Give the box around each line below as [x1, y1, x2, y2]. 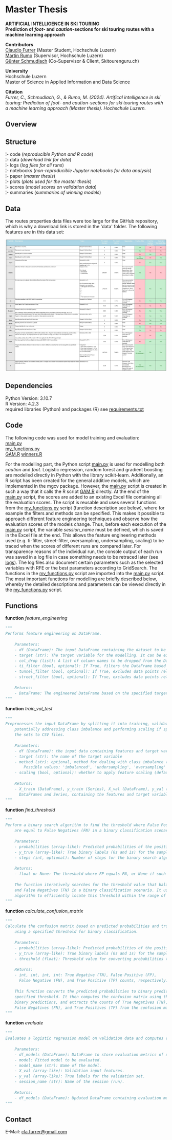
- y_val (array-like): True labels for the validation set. [14, 1074, 145, 1079]
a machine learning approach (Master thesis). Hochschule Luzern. [5, 105, 146, 111]
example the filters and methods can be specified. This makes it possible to [5, 510, 165, 516]
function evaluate [5, 1020, 44, 1026]
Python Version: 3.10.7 [5, 395, 52, 401]
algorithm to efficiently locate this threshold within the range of [14, 893, 166, 898]
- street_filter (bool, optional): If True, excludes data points [14, 674, 159, 679]
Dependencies [5, 381, 53, 390]
